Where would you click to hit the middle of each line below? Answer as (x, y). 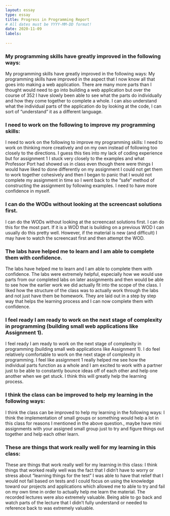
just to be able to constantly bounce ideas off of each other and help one (81, 371)
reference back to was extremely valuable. (50, 508)
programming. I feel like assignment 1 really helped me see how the (76, 360)
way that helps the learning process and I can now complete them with (79, 301)
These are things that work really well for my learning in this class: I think (81, 465)
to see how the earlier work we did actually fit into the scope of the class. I (83, 285)
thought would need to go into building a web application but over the (78, 90)
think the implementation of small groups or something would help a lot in (82, 418)
